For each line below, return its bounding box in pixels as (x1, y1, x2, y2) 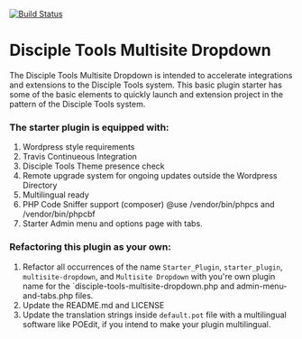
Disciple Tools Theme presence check (22, 160, 165, 171)
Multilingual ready (22, 189, 90, 200)
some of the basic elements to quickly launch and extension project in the (9, 88, 284, 99)
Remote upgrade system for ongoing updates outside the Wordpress (22, 170, 278, 181)
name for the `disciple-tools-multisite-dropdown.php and (22, 280, 234, 291)
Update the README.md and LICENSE (22, 299, 165, 310)
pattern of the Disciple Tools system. (9, 98, 146, 109)
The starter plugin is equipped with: (9, 121, 169, 133)
